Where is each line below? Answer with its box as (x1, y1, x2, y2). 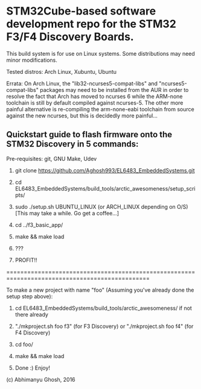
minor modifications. (6, 56, 57, 64)
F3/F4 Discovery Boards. (6, 30, 134, 44)
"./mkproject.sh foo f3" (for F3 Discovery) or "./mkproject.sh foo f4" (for (14, 322, 194, 330)
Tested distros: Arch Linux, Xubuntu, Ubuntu (6, 68, 116, 75)
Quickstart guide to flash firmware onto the (6, 129, 173, 140)
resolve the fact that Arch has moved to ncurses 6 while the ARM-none (6, 93, 183, 100)
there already (14, 310, 48, 318)
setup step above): (6, 292, 53, 300)
